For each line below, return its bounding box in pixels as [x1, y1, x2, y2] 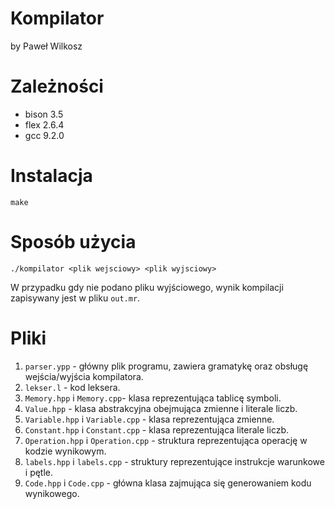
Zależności [10, 75, 104, 98]
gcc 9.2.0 [24, 129, 65, 141]
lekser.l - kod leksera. [24, 381, 121, 393]
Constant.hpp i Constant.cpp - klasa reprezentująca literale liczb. [24, 423, 290, 436]
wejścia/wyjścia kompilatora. [24, 370, 144, 382]
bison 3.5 [24, 108, 64, 120]
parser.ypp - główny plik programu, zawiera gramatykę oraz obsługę [24, 360, 309, 372]
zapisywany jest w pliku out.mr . [10, 292, 141, 304]
